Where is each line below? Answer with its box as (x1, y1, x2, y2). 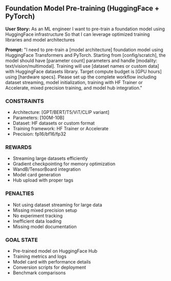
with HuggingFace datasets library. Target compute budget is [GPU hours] (5, 68, 162, 74)
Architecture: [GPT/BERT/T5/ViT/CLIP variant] (12, 109, 110, 115)
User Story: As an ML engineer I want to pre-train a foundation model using (5, 26, 165, 32)
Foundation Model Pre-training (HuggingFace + (5, 4, 160, 13)
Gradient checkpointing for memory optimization (12, 161, 116, 167)
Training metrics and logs (12, 253, 67, 259)
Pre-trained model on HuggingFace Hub (12, 248, 97, 254)
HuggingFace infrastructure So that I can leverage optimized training (5, 31, 150, 37)
